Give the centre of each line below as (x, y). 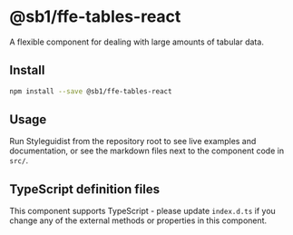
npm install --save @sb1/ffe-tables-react (91, 91)
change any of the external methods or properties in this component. (138, 220)
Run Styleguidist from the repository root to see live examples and (133, 142)
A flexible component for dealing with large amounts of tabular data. (137, 42)
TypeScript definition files (85, 189)
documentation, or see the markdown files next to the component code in (146, 151)
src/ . (19, 161)
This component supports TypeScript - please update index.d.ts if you (143, 211)
